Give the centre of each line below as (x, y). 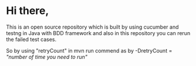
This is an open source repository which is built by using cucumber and (92, 27)
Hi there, (28, 11)
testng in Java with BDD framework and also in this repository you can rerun (98, 33)
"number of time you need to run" (47, 57)
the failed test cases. (31, 39)
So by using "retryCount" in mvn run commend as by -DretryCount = (89, 50)
